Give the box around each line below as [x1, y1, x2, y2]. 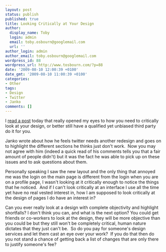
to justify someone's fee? [5, 242, 57, 247]
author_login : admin [5, 49, 48, 54]
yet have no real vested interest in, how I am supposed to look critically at [5, 189, 155, 195]
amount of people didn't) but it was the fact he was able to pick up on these [5, 154, 160, 159]
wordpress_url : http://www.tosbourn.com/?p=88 [5, 63, 103, 67]
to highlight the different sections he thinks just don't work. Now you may [5, 143, 156, 149]
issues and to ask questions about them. [5, 159, 88, 165]
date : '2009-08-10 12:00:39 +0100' [5, 67, 79, 72]
